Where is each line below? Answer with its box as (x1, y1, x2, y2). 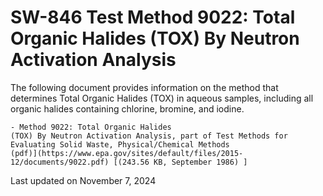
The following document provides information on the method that (10, 81, 279, 93)
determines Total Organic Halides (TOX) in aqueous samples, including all (10, 92, 314, 104)
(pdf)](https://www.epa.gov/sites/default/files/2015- (10, 148, 244, 158)
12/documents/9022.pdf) (10, 157, 110, 167)
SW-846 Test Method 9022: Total (10, 6, 296, 29)
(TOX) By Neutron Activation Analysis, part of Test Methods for (10, 131, 288, 141)
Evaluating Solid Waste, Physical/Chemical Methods (10, 139, 230, 150)
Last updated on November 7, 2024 (10, 174, 157, 186)
